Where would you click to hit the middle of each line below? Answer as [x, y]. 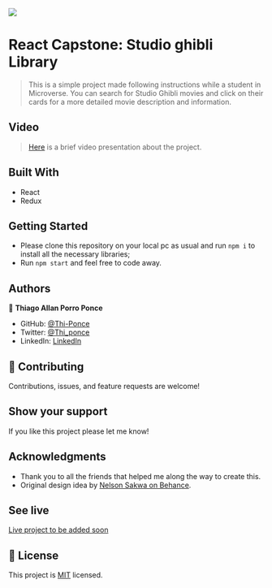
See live [29, 510]
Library [33, 62]
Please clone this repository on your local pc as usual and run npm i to [138, 246]
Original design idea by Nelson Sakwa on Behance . [106, 485]
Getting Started [48, 226]
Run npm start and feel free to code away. [91, 263]
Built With [34, 173]
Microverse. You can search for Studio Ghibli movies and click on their [146, 93]
